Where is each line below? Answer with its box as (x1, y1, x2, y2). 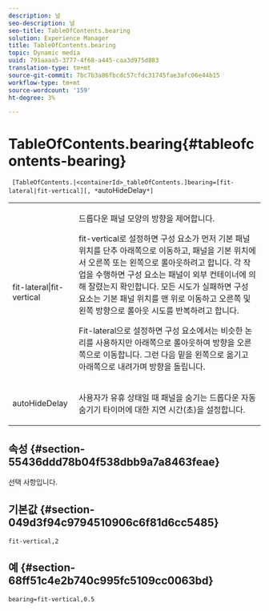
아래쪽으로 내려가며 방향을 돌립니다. (78, 361, 206, 372)
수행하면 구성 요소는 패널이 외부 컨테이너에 (95, 269, 247, 280)
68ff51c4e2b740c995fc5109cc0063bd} (8, 574, 214, 588)
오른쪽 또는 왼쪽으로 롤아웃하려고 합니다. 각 (87, 257, 242, 268)
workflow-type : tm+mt (8, 78, 81, 86)
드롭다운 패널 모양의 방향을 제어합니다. (78, 213, 215, 224)
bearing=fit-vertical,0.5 (8, 595, 94, 603)
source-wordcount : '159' (8, 86, 91, 94)
